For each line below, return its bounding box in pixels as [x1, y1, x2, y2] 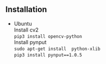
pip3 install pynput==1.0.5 [13, 52, 82, 58]
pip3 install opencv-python [13, 33, 82, 40]
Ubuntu [13, 20, 33, 27]
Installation [5, 5, 47, 15]
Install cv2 [13, 26, 39, 33]
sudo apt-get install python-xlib [13, 46, 101, 52]
